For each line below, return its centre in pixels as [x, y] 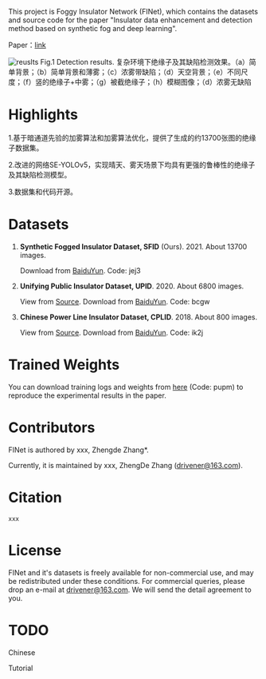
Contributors [52, 427]
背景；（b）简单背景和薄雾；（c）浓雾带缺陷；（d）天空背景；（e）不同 [128, 72]
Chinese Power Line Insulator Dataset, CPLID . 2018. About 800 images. [138, 317]
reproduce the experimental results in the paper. [88, 395]
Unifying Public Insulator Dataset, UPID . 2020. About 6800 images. [132, 286]
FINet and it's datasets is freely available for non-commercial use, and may [131, 572]
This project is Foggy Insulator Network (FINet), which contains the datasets [133, 12]
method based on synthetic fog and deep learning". [93, 28]
